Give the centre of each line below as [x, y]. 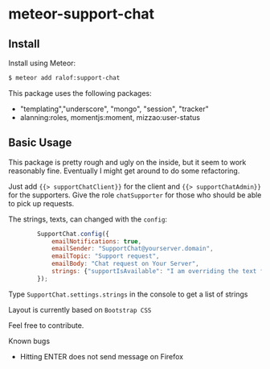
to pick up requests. [41, 203]
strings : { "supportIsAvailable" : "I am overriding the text [154, 272]
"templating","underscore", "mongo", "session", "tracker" [114, 109]
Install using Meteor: [42, 63]
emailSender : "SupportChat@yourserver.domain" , [133, 249]
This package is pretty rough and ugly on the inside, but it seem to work [127, 162]
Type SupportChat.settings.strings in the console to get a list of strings [128, 294]
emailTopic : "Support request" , [105, 256]
